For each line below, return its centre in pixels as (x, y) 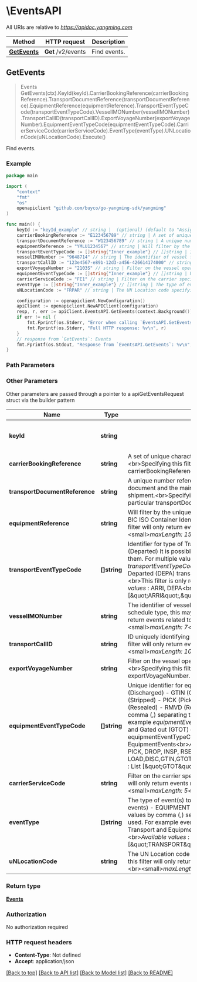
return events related (157, 620)
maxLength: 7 (169, 627)
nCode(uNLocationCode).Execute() (63, 137)
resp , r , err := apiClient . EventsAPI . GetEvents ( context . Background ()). (106, 312)
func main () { (23, 224)
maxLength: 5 (169, 791)
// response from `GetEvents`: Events (64, 339)
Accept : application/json (44, 961)
